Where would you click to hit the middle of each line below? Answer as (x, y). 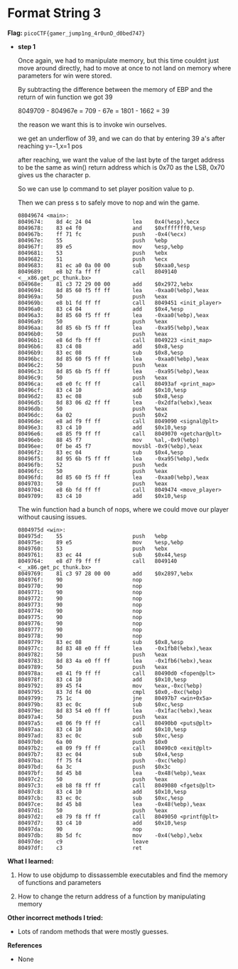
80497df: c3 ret (80, 848)
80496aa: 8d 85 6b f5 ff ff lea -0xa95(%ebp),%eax (113, 328)
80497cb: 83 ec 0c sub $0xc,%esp (101, 798)
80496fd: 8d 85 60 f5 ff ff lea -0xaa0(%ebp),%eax (113, 477)
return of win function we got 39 (65, 97)
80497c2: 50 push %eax (93, 779)
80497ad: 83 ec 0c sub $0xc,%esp (101, 735)
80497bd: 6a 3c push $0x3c (94, 767)
